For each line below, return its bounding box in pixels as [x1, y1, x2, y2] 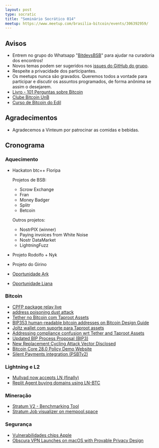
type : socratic [5, 12, 36, 17]
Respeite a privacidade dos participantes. [12, 68, 97, 74]
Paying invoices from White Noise [19, 231, 89, 237]
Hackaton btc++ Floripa [12, 167, 61, 173]
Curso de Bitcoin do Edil [12, 100, 62, 106]
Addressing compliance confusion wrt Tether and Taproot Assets [12, 330, 145, 336]
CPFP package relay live [12, 304, 62, 310]
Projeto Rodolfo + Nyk [12, 252, 58, 258]
